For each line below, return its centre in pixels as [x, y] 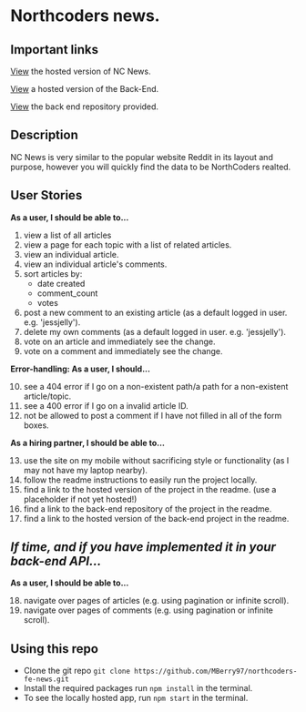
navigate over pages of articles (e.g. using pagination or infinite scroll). [156, 601]
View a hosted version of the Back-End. [85, 89]
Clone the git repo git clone [77, 671]
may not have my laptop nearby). [86, 470]
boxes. [36, 425]
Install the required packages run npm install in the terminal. [138, 688]
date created [61, 283]
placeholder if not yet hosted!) [80, 499]
